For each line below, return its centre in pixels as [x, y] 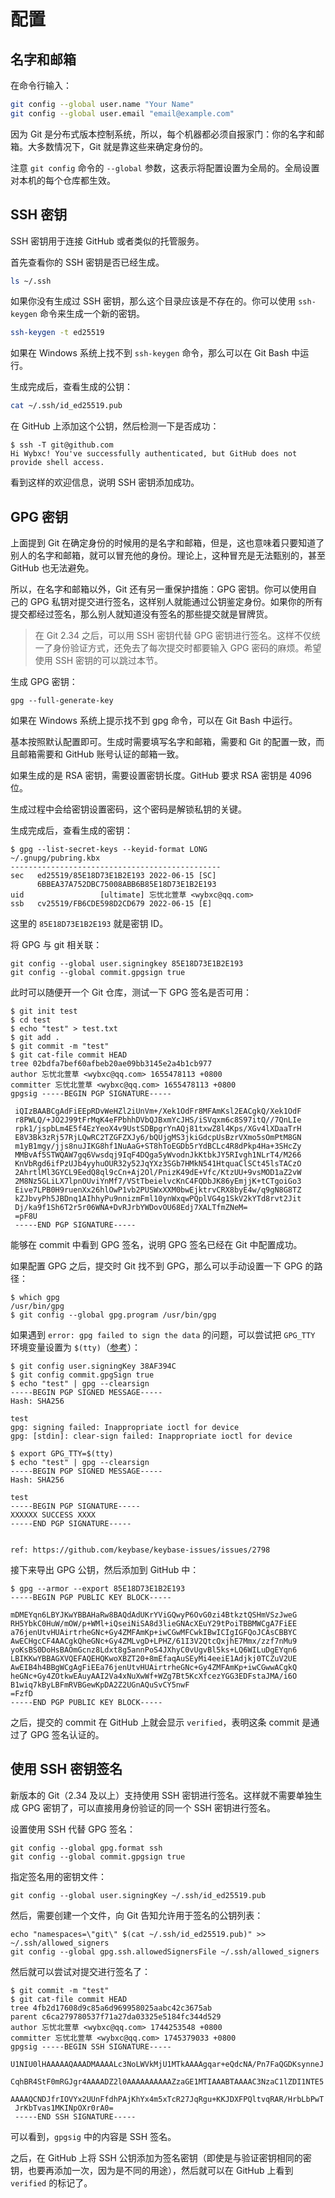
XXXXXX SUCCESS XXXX [53, 1515]
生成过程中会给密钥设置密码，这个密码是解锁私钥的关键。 [128, 809]
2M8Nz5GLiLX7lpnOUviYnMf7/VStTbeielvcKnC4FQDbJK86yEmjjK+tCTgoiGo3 [158, 1181]
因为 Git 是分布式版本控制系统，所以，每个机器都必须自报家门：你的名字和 [163, 134]
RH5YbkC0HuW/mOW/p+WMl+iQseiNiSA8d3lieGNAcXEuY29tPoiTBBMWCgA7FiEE [154, 1624]
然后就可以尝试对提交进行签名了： [80, 1971]
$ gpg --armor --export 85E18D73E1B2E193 [98, 1589]
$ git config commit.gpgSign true [82, 1375]
